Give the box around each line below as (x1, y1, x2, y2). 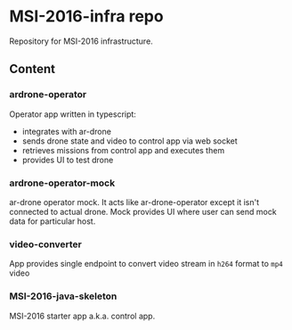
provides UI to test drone (21, 154, 114, 165)
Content (9, 62, 56, 77)
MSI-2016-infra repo (9, 6, 164, 27)
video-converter (9, 238, 83, 251)
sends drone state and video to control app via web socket (21, 136, 238, 146)
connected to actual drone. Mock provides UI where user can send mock (9, 206, 278, 217)
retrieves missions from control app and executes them (21, 144, 225, 155)
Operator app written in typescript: (9, 109, 136, 120)
